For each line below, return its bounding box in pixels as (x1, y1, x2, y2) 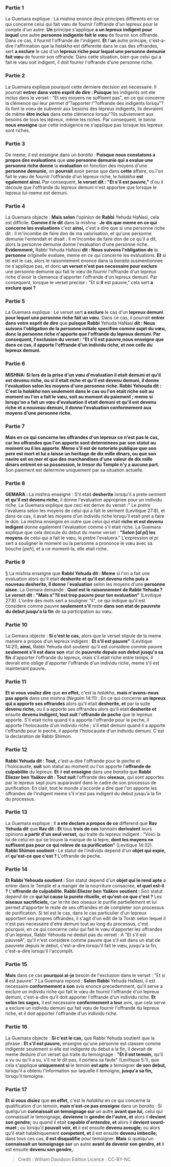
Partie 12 (5, 746, 28, 753)
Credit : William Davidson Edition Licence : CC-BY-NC (17, 1156, 131, 1162)
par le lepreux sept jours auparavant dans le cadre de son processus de (5, 779, 157, 786)
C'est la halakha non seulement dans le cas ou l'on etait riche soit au (5, 388, 154, 394)
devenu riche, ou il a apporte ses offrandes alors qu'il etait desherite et (5, 706, 157, 712)
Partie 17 (5, 1086, 27, 1093)
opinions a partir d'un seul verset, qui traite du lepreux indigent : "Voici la (5, 831, 161, 837)
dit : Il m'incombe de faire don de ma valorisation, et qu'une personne (5, 230, 152, 237)
